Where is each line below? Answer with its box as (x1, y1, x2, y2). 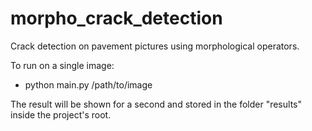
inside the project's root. (10, 108, 112, 121)
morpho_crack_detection (10, 7, 223, 30)
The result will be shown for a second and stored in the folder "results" (10, 98, 302, 110)
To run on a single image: (10, 59, 115, 71)
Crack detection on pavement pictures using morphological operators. (10, 40, 300, 52)
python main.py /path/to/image (24, 78, 153, 91)
